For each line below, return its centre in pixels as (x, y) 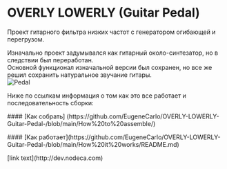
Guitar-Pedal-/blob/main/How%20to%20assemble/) (81, 123)
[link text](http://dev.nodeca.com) (55, 158)
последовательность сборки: (51, 103)
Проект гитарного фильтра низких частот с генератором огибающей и (111, 32)
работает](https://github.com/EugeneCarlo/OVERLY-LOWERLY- (130, 137)
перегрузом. (26, 39)
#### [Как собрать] (36, 116)
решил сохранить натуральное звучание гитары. (79, 75)
